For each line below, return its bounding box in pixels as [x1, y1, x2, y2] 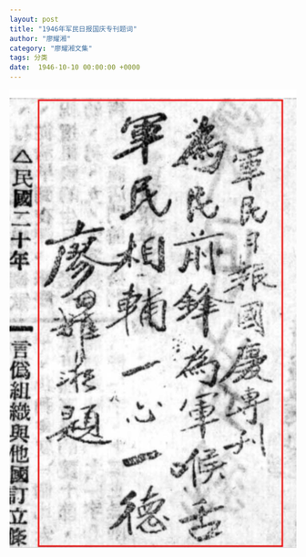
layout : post [9, 15, 59, 24]
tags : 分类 [9, 53, 48, 63]
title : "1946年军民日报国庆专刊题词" [9, 24, 138, 34]
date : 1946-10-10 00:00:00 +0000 [9, 63, 141, 72]
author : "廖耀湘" [9, 34, 71, 43]
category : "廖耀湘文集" [9, 44, 93, 53]
